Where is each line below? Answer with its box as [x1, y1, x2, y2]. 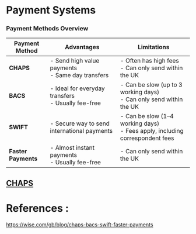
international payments [50, 127, 113, 135]
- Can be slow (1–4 [120, 112, 174, 121]
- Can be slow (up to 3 [120, 81, 183, 89]
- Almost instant [50, 144, 95, 152]
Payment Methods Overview [6, 25, 89, 33]
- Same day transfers [50, 71, 109, 80]
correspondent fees [120, 134, 174, 142]
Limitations [138, 43, 170, 51]
